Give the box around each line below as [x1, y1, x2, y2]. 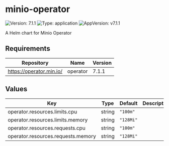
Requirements [5, 44, 50, 53]
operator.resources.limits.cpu [8, 108, 77, 115]
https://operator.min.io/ [8, 68, 63, 75]
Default [119, 99, 138, 106]
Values [5, 85, 28, 93]
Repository [22, 59, 49, 66]
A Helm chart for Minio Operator [5, 30, 72, 36]
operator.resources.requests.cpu [8, 124, 86, 131]
